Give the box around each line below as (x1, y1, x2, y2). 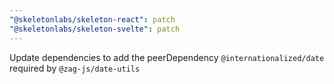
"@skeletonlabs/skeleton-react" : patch (9, 14, 176, 25)
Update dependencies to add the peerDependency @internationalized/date (9, 51, 325, 63)
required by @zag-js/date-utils (9, 62, 141, 74)
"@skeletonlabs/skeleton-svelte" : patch (9, 24, 181, 34)
